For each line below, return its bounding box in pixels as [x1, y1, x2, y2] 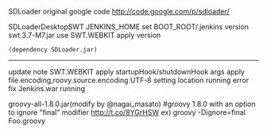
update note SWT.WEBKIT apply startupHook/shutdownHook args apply [8, 67, 245, 76]
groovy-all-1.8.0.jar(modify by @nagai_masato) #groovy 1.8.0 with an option [8, 99, 256, 108]
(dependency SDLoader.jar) [8, 46, 98, 54]
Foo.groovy [8, 116, 46, 125]
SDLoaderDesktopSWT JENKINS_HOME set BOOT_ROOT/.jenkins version [8, 22, 249, 31]
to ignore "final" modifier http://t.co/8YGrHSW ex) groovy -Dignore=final [8, 108, 246, 117]
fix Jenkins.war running [8, 84, 86, 93]
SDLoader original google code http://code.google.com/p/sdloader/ [8, 7, 230, 16]
